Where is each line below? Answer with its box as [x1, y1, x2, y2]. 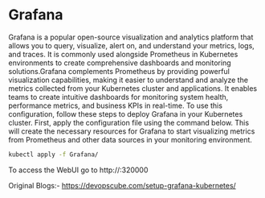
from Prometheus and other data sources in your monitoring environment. [8, 134, 253, 144]
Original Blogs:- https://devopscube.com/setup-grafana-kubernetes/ [8, 180, 237, 190]
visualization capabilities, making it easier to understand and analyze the [8, 75, 249, 85]
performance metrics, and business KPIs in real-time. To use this [8, 101, 223, 110]
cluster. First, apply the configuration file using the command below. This [8, 118, 250, 127]
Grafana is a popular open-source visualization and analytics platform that [8, 32, 254, 42]
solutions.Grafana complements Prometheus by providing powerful [8, 66, 230, 76]
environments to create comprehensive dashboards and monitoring [8, 58, 231, 68]
